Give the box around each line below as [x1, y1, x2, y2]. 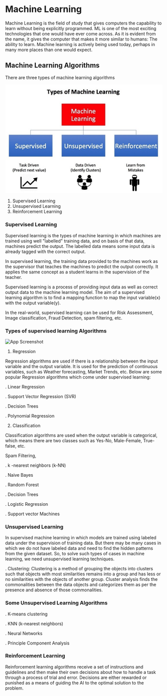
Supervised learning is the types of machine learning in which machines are [5, 232, 161, 238]
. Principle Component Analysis [5, 640, 70, 646]
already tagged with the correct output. [5, 248, 86, 254]
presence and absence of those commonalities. [5, 587, 103, 593]
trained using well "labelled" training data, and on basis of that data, [5, 238, 145, 244]
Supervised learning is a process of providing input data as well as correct [5, 284, 158, 290]
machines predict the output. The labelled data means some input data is [5, 243, 156, 249]
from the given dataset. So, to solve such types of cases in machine [5, 551, 145, 557]
